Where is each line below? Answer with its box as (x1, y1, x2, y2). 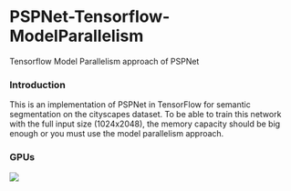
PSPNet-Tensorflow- (9, 6, 171, 27)
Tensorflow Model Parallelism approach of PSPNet (9, 55, 200, 66)
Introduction (9, 78, 66, 91)
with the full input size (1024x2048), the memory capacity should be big (9, 118, 281, 129)
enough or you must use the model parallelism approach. (9, 128, 224, 139)
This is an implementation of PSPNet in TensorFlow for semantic (9, 99, 251, 110)
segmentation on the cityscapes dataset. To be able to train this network (9, 109, 282, 120)
